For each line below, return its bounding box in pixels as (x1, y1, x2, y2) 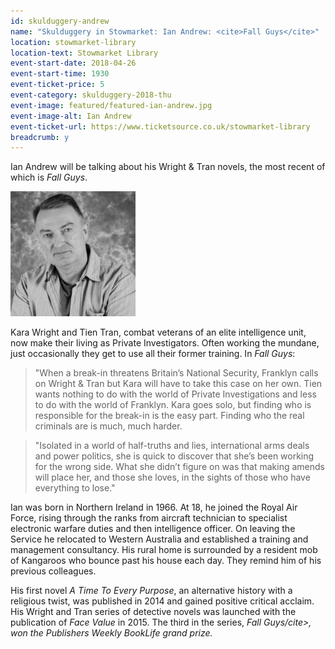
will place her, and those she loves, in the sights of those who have (34, 471, 311, 484)
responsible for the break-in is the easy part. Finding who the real (34, 410, 305, 422)
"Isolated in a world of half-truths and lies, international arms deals (34, 440, 310, 452)
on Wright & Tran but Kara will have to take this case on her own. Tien (34, 378, 323, 390)
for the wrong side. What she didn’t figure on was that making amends (34, 461, 325, 473)
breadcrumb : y (10, 132, 70, 142)
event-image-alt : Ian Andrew (10, 111, 132, 121)
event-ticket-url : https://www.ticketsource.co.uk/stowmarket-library (10, 121, 311, 132)
